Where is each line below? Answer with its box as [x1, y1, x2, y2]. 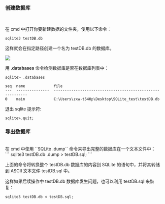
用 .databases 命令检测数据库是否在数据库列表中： [5, 65, 109, 71]
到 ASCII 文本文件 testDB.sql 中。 [5, 167, 72, 174]
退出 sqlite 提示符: [5, 106, 42, 112]
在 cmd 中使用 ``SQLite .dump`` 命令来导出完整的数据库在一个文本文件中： [5, 146, 156, 152]
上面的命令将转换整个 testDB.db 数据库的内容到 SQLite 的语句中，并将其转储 [5, 161, 160, 167]
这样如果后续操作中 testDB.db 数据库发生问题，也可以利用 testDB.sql [5, 178, 145, 184]
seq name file [5, 84, 63, 89]
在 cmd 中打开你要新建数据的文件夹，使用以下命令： [5, 26, 112, 32]
